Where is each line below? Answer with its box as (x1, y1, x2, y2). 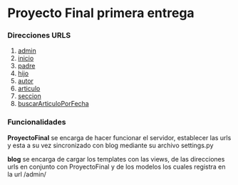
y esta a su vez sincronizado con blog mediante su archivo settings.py (7, 141, 214, 149)
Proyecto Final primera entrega (7, 5, 195, 21)
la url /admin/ (7, 169, 46, 179)
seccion (17, 92, 41, 100)
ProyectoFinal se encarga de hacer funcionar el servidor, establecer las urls (7, 133, 232, 142)
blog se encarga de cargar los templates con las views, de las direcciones (7, 154, 225, 163)
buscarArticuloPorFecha (17, 100, 89, 108)
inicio (17, 54, 34, 63)
